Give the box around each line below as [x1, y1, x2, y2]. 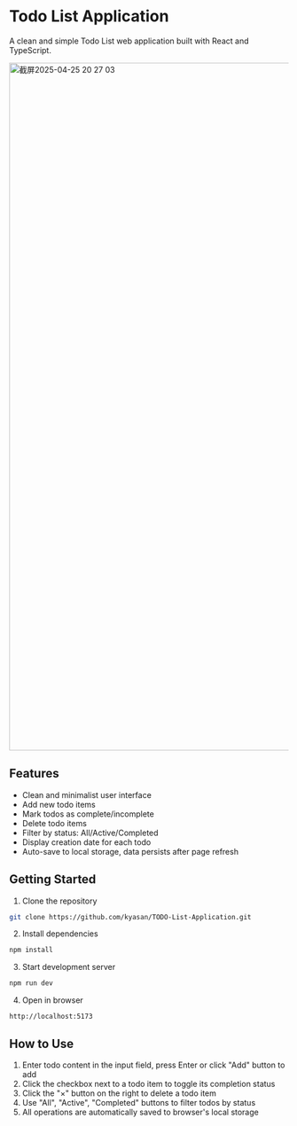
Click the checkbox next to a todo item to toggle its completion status [21, 1079, 276, 1089]
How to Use [9, 1036, 74, 1052]
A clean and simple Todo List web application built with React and [9, 35, 249, 46]
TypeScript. [9, 44, 51, 55]
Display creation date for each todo [21, 836, 152, 848]
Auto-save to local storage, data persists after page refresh [21, 846, 239, 856]
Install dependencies [21, 928, 99, 939]
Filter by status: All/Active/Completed [21, 827, 159, 838]
